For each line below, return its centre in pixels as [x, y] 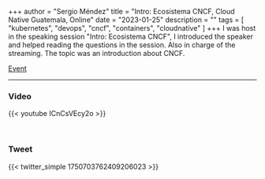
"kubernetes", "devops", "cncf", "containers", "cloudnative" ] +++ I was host [132, 28]
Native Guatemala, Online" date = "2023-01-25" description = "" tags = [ [126, 20]
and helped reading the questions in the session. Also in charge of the [122, 45]
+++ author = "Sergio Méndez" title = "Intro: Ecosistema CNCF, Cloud [121, 11]
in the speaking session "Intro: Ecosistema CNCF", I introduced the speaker [131, 36]
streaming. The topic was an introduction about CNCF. [97, 53]
